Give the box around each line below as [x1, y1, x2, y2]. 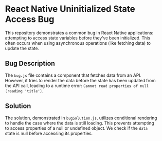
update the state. [5, 45, 39, 51]
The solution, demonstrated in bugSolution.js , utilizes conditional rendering [5, 115, 157, 121]
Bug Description [5, 59, 55, 68]
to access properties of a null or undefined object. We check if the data [5, 125, 148, 131]
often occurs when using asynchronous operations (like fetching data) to [5, 40, 151, 46]
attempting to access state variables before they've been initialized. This [5, 35, 151, 41]
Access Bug [5, 14, 54, 25]
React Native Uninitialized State [5, 3, 135, 15]
